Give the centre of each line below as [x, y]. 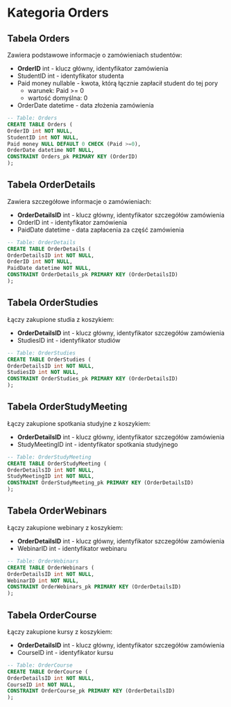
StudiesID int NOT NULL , [43, 373]
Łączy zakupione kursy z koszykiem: [60, 631]
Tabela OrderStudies [53, 303]
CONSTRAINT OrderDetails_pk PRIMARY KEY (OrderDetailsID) [93, 275]
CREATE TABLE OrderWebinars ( [51, 568]
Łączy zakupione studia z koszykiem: [61, 319]
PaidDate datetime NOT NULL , [49, 269]
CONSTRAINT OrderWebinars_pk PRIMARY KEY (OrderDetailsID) [94, 587]
